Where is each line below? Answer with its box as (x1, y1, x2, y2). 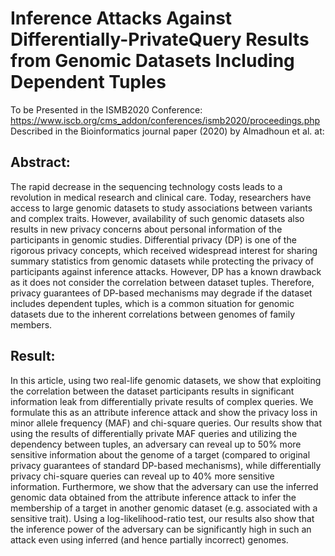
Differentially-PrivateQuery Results (10, 28, 310, 51)
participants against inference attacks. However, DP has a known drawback (10, 265, 322, 277)
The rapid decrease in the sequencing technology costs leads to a (10, 180, 283, 192)
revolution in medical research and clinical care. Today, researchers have (10, 191, 312, 203)
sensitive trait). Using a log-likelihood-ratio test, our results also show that (10, 512, 315, 524)
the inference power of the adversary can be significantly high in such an (10, 523, 312, 535)
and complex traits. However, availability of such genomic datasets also (10, 212, 305, 224)
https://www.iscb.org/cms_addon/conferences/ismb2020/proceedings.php (10, 114, 321, 126)
